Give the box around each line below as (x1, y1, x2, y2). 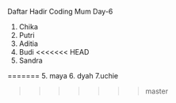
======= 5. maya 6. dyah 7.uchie (7, 71, 119, 80)
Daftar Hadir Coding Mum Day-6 (7, 7, 113, 16)
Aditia (18, 39, 39, 48)
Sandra (18, 55, 43, 65)
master (145, 86, 168, 96)
